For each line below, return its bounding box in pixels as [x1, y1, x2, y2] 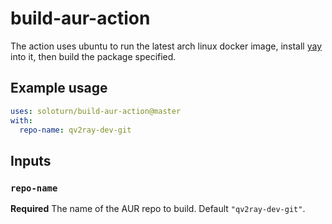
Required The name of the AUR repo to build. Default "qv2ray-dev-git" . [10, 203, 306, 215]
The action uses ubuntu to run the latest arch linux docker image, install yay [10, 40, 323, 52]
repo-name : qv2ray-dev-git [19, 125, 132, 135]
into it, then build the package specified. [10, 50, 177, 62]
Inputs [10, 152, 52, 169]
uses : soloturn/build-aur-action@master [10, 106, 182, 116]
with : [10, 115, 33, 126]
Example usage [10, 80, 108, 97]
